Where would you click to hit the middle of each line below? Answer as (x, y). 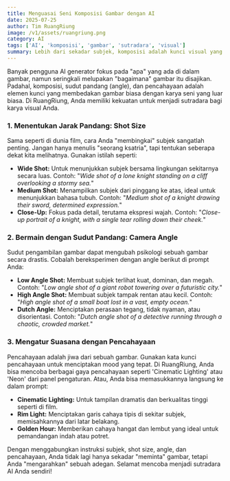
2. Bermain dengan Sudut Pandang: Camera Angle (93, 238)
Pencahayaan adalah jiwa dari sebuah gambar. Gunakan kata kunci (102, 357)
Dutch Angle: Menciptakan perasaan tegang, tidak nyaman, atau (108, 309)
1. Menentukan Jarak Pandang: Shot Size (77, 126)
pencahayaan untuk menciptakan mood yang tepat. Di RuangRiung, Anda (111, 364)
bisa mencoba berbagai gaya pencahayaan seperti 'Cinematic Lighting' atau (115, 371)
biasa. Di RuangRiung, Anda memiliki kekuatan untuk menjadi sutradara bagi (115, 100)
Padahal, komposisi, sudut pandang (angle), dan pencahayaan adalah (105, 86)
